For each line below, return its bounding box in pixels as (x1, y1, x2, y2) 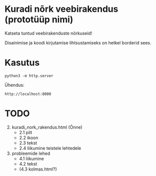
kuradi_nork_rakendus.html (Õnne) (11, 124, 82, 130)
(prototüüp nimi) (4, 14, 74, 25)
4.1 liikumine (19, 155, 44, 161)
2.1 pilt (19, 129, 33, 135)
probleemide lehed (11, 150, 50, 156)
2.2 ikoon (19, 135, 39, 141)
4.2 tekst (19, 161, 38, 167)
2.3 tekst (19, 140, 38, 146)
